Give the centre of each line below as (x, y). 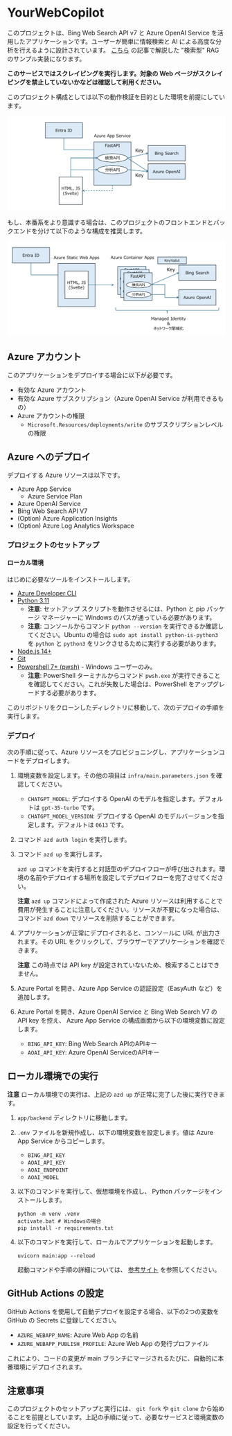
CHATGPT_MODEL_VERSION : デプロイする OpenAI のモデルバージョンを (123, 816)
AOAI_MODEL (43, 1177)
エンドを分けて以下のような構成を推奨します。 (80, 231)
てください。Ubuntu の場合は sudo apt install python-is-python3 (123, 634)
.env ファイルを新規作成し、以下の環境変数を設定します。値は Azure (115, 1132)
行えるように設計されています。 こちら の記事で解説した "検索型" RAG (119, 50)
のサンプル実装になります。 (46, 59)
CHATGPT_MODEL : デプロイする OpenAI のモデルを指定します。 (113, 799)
